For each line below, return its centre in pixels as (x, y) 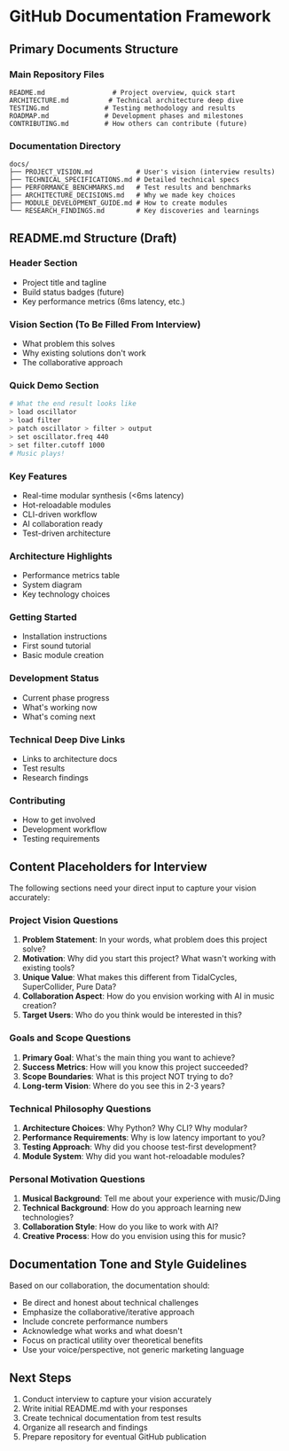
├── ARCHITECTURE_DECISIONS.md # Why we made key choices (123, 196)
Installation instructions (65, 637)
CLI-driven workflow (59, 514)
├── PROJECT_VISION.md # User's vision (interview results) (142, 172)
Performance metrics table (71, 576)
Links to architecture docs (70, 759)
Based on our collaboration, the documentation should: (109, 1286)
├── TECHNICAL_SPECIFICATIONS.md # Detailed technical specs (125, 180)
